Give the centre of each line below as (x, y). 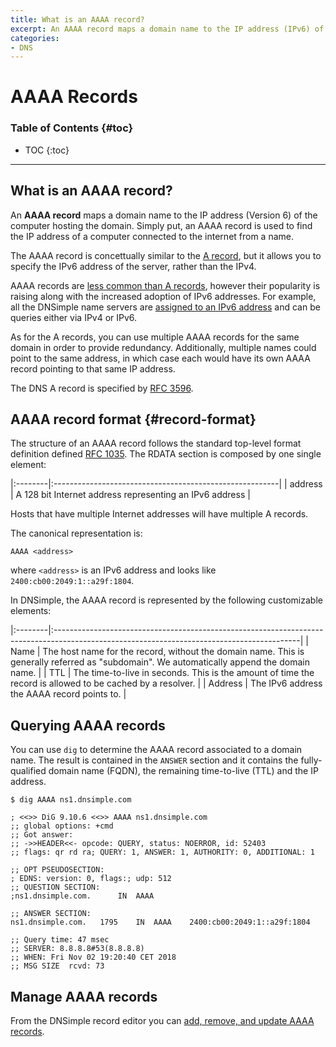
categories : (35, 38)
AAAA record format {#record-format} (133, 419)
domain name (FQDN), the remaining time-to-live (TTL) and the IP (183, 771)
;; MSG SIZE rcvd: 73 (57, 966)
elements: (31, 611)
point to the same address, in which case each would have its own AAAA (160, 358)
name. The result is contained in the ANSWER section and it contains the (154, 760)
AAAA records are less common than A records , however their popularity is (165, 285)
